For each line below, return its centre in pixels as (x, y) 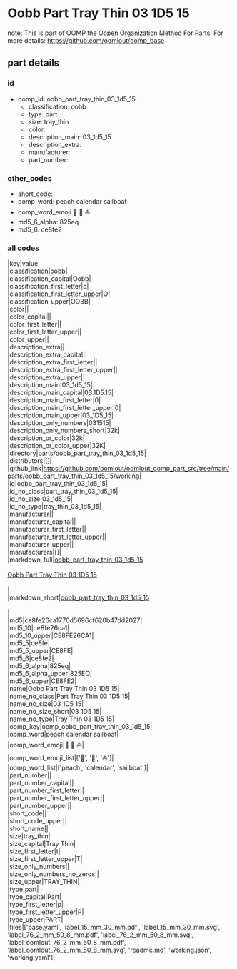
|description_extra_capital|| (47, 354)
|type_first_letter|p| (36, 905)
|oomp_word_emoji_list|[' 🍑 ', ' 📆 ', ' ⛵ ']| (61, 758)
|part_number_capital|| (41, 783)
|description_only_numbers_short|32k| (64, 431)
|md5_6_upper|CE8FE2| (42, 681)
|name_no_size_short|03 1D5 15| (55, 712)
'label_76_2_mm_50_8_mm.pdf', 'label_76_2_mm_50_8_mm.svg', (101, 935)
